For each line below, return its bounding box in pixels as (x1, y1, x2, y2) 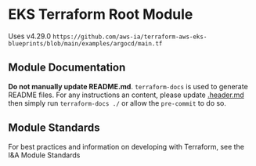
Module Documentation (8, 61, 126, 74)
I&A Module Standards (8, 150, 81, 160)
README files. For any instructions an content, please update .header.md (8, 90, 244, 99)
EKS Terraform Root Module (8, 5, 193, 23)
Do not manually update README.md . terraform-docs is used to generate (8, 81, 248, 91)
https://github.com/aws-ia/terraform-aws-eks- (52, 33, 207, 41)
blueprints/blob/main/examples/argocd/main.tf (8, 39, 163, 48)
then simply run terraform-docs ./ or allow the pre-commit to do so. (8, 98, 227, 107)
